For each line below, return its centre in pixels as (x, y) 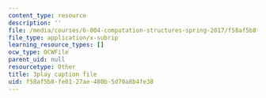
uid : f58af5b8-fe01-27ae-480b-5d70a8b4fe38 (81, 81)
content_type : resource (47, 15)
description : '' (35, 23)
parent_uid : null (37, 60)
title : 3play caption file (53, 74)
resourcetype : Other (42, 67)
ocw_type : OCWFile (38, 52)
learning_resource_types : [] (56, 45)
